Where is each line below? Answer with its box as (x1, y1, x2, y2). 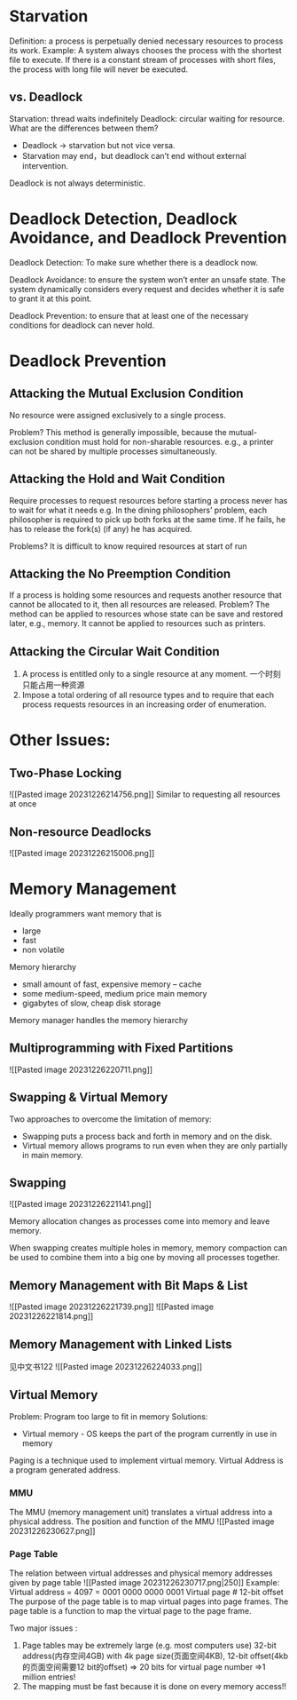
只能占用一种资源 (21, 679, 85, 690)
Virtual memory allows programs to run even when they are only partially (21, 1140, 288, 1151)
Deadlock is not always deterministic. (9, 178, 146, 188)
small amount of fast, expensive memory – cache (21, 979, 202, 989)
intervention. (21, 160, 69, 171)
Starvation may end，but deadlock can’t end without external (21, 150, 246, 161)
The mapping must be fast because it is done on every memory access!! (21, 1681, 286, 1692)
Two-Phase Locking (9, 766, 122, 781)
